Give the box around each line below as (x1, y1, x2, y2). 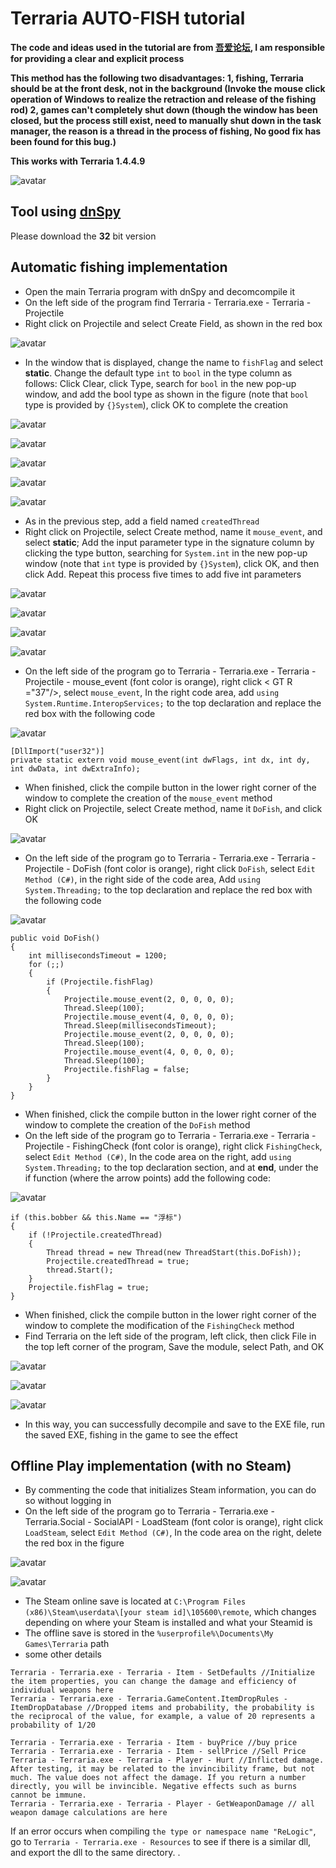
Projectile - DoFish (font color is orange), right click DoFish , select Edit (24, 862, 316, 874)
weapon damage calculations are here (10, 1808, 168, 1818)
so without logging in (24, 1495, 112, 1507)
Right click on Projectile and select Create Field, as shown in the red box (24, 317, 323, 329)
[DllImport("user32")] (10, 746, 105, 756)
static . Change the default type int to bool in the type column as (24, 367, 293, 379)
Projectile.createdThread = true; (46, 1256, 190, 1266)
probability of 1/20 (10, 1720, 97, 1731)
